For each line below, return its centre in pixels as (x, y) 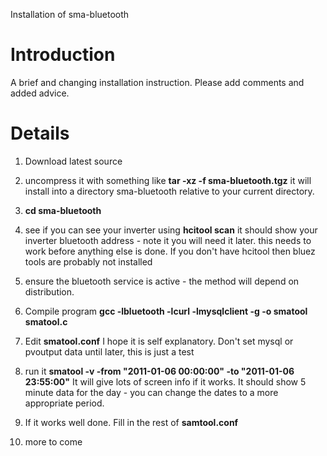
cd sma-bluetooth (63, 210)
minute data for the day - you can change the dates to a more (151, 392)
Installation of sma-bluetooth (70, 14)
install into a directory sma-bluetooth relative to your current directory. (169, 191)
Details (40, 133)
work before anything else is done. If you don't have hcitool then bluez (170, 251)
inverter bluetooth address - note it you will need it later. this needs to (168, 240)
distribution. (49, 291)
